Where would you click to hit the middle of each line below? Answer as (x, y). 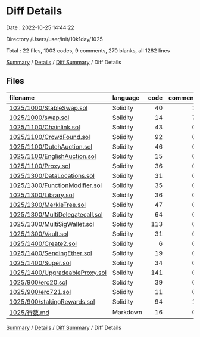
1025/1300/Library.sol (42, 195)
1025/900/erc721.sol (40, 292)
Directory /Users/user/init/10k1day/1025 (54, 39)
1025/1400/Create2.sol (43, 243)
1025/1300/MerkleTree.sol (48, 205)
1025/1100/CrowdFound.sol (50, 137)
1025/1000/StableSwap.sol (49, 107)
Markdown (127, 312)
